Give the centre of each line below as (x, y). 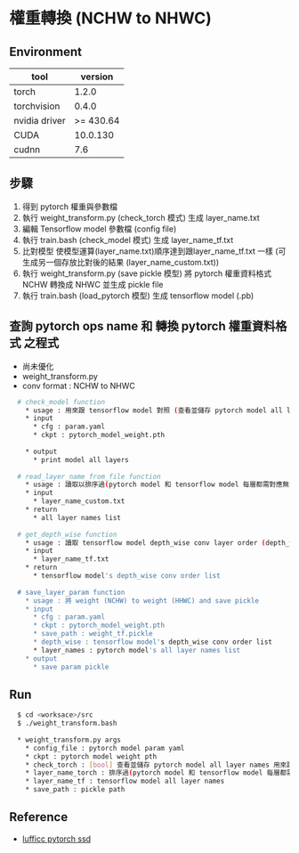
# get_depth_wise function (67, 534)
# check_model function (61, 402)
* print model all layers (81, 459)
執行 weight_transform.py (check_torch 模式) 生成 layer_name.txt (141, 217)
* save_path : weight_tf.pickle (93, 634)
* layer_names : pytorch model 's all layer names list (137, 650)
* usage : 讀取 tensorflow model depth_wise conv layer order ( (145, 543)
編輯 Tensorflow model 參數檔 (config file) (99, 229)
